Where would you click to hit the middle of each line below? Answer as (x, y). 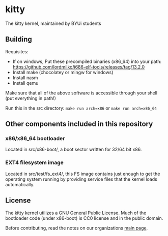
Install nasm (25, 78)
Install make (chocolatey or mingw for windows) (63, 72)
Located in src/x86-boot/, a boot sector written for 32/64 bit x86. (74, 149)
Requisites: (17, 51)
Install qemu (25, 83)
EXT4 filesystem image (34, 162)
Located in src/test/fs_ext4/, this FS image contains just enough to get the (83, 174)
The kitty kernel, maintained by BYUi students (53, 23)
